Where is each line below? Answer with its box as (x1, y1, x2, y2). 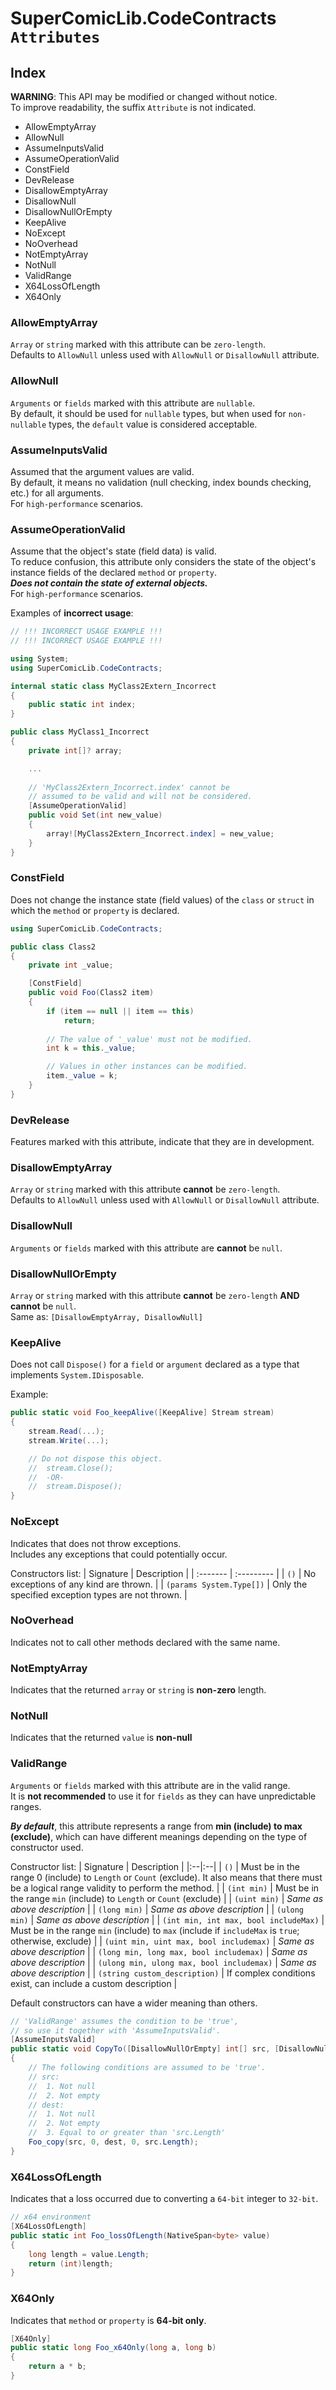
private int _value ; (28, 960, 114, 971)
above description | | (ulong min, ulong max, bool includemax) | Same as (10, 1956, 317, 1968)
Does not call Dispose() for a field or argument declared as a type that (10, 1358, 300, 1371)
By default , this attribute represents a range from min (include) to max (10, 1820, 303, 1832)
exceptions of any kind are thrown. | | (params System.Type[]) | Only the (10, 1578, 308, 1590)
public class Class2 (10, 942, 97, 952)
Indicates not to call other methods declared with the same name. (10, 1636, 281, 1648)
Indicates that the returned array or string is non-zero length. (10, 1684, 267, 1696)
